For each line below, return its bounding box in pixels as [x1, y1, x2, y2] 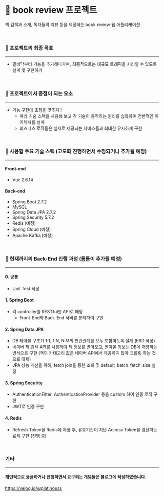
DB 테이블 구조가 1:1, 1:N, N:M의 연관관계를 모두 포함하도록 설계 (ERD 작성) [12, 338, 155, 344]
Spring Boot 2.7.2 [12, 199, 47, 205]
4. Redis [5, 415, 22, 421]
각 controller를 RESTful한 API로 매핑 [12, 308, 83, 314]
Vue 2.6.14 [12, 177, 33, 183]
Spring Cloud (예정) [12, 226, 51, 233]
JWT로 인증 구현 [12, 403, 44, 409]
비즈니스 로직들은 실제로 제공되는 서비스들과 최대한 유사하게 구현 [19, 125, 143, 131]
